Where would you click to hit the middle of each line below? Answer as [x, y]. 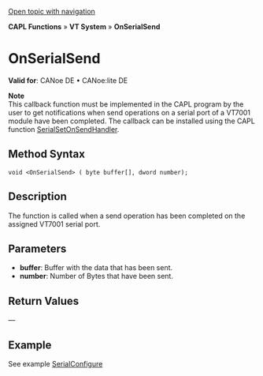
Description [37, 197]
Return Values [44, 301]
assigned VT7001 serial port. [54, 224]
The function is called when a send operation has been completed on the [127, 216]
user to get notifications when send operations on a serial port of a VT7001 [129, 112]
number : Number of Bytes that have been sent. [96, 276]
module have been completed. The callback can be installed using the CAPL [132, 121]
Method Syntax [46, 154]
